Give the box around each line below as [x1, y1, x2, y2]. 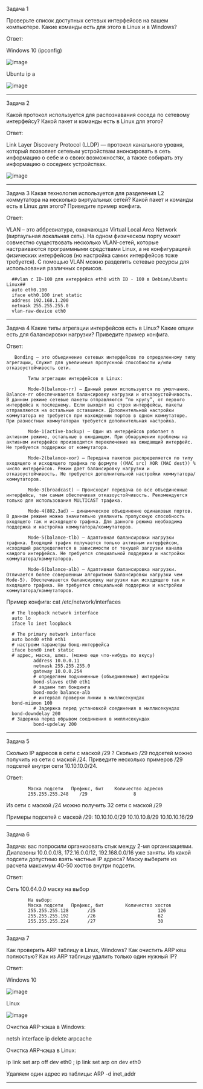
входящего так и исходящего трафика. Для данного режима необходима [6, 519, 182, 525]
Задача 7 [6, 934, 30, 942]
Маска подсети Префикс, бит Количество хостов [28, 902, 172, 908]
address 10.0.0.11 [33, 658, 80, 664]
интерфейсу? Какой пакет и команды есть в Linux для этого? [6, 118, 164, 125]
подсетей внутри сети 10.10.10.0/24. [6, 762, 98, 769]
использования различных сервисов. [6, 265, 103, 271]
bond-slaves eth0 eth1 [33, 679, 91, 685]
